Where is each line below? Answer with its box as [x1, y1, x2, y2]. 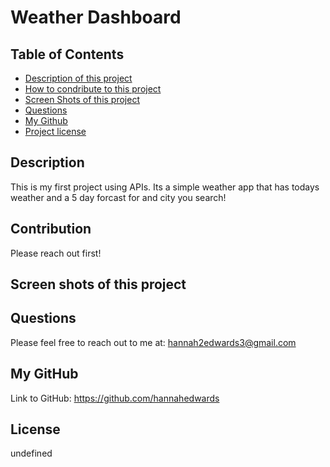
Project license [24, 126, 87, 137]
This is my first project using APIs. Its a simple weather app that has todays [10, 181, 320, 193]
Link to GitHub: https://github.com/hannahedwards [10, 392, 220, 404]
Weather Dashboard [10, 6, 182, 29]
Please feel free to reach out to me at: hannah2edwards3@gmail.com [10, 336, 297, 348]
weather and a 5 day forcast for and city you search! [10, 191, 227, 203]
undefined [10, 447, 53, 460]
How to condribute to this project [24, 83, 162, 95]
